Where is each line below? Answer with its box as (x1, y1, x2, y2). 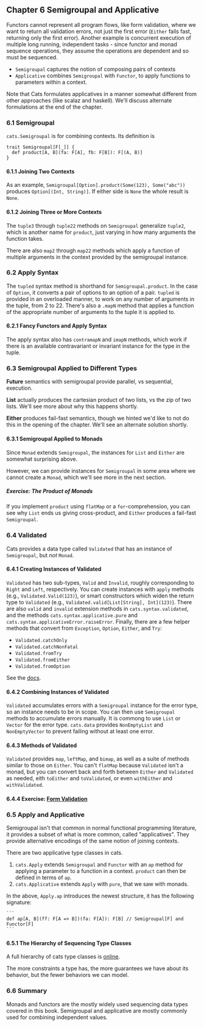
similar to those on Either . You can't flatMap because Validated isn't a (6, 762, 184, 769)
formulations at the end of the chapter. (6, 103, 103, 111)
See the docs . (6, 674, 41, 681)
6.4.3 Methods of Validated (6, 742, 77, 749)
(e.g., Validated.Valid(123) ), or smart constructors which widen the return (6, 592, 194, 599)
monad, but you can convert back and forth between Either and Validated (6, 768, 194, 775)
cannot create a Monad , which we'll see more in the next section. (6, 473, 166, 481)
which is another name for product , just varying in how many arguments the (6, 228, 196, 236)
